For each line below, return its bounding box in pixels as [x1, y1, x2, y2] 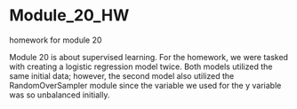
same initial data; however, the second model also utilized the [9, 70, 235, 81]
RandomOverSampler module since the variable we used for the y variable [9, 80, 282, 90]
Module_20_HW [9, 5, 130, 26]
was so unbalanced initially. [9, 90, 110, 100]
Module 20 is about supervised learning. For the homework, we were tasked [9, 51, 289, 62]
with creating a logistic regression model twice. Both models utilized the [9, 61, 273, 72]
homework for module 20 [9, 35, 102, 45]
